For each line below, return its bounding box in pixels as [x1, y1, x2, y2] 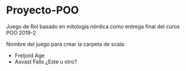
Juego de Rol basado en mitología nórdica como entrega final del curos [6, 23, 180, 30]
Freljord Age [14, 52, 45, 59]
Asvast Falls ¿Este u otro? [14, 58, 77, 65]
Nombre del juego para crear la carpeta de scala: [6, 40, 126, 48]
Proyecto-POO [6, 4, 79, 17]
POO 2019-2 [6, 29, 37, 36]
